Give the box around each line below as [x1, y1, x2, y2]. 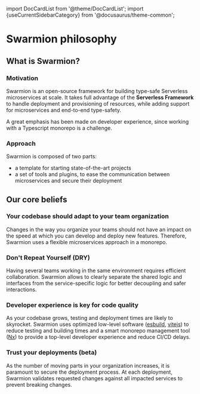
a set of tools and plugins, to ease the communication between [14, 171, 170, 178]
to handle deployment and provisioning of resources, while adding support [6, 100, 190, 107]
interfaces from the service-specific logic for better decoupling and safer [6, 280, 186, 287]
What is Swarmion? [6, 56, 81, 66]
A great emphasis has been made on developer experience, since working [6, 118, 189, 125]
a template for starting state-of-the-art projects [14, 164, 131, 172]
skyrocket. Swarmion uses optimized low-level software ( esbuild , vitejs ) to [6, 321, 189, 328]
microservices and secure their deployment [14, 177, 122, 184]
